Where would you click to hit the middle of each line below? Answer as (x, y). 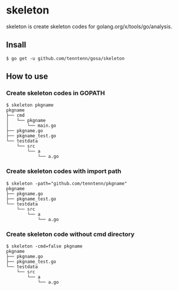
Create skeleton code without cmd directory (70, 234)
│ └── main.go (31, 126)
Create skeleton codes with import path (64, 171)
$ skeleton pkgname (30, 105)
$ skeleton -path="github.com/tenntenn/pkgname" (67, 183)
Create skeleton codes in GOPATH (56, 93)
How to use (27, 77)
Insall (16, 45)
